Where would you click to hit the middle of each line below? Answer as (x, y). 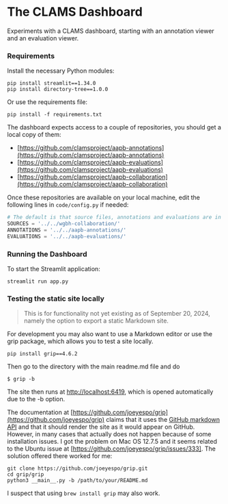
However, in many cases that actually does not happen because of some (109, 434)
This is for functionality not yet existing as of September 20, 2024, (117, 314)
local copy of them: (34, 135)
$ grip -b (21, 379)
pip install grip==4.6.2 (42, 354)
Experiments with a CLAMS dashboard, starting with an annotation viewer (111, 31)
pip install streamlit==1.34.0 (52, 84)
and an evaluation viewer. (43, 38)
